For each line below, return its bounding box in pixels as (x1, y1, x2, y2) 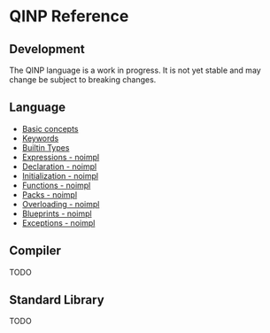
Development (9, 42, 86, 57)
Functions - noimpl (21, 180, 91, 190)
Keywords (21, 133, 59, 143)
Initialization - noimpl (21, 170, 99, 181)
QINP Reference (9, 6, 129, 27)
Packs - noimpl (21, 189, 78, 200)
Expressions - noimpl (21, 151, 100, 162)
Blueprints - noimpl (21, 208, 92, 219)
